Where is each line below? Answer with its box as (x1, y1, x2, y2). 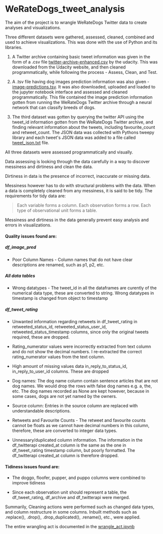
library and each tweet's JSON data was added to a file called (12, 135, 136, 140)
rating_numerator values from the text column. (12, 354, 105, 360)
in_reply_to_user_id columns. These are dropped (12, 368, 109, 375)
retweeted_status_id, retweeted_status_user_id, (12, 324, 107, 330)
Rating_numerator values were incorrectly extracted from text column (12, 344, 151, 349)
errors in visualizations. (5, 222, 52, 228)
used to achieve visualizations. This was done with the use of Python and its (5, 39, 158, 45)
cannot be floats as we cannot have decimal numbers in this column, (12, 423, 149, 429)
